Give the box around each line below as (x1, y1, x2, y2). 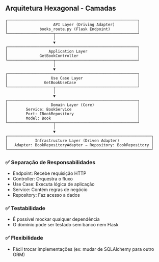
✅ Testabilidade (5, 205, 46, 212)
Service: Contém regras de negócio (12, 187, 88, 193)
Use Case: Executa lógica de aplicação (12, 181, 95, 188)
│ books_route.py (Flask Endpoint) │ (5, 27, 140, 32)
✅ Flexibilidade (5, 234, 43, 242)
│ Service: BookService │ (5, 107, 140, 112)
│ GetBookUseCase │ (5, 80, 140, 85)
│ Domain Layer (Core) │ (5, 102, 140, 108)
